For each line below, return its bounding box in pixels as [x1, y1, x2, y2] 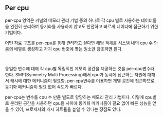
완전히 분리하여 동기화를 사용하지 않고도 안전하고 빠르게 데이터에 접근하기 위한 [10, 23, 159, 29]
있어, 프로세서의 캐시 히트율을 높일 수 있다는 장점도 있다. [15, 106, 122, 112]
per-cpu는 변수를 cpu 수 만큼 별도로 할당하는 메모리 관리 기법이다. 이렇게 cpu [5, 94, 153, 100]
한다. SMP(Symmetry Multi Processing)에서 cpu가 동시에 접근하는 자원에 [5, 71, 146, 77]
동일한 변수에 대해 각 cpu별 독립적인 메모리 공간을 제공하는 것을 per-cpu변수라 [5, 66, 155, 71]
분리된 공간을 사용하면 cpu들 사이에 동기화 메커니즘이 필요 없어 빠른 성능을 [10, 100, 152, 106]
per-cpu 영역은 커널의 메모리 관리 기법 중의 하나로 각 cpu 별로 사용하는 [5, 17, 140, 23]
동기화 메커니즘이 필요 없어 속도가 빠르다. [5, 84, 83, 89]
